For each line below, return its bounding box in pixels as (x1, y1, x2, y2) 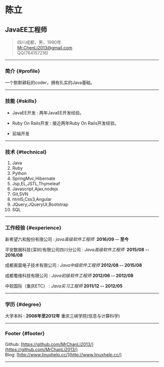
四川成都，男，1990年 (17, 40, 61, 45)
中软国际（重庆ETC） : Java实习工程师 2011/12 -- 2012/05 (5, 283, 123, 289)
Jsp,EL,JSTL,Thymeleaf (12, 180, 60, 186)
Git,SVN (12, 191, 28, 197)
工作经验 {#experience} (5, 224, 62, 231)
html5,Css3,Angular (12, 196, 52, 202)
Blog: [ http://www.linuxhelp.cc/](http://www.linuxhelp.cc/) (5, 351, 122, 357)
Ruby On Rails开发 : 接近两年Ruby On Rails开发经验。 (12, 120, 119, 126)
